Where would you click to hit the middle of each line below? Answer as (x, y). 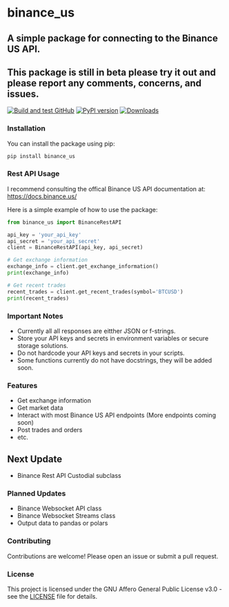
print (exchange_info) (38, 273)
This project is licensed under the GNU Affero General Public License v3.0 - (114, 589)
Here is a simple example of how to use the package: (82, 209)
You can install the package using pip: (61, 144)
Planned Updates (37, 493)
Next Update (35, 459)
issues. (23, 94)
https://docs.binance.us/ (42, 196)
